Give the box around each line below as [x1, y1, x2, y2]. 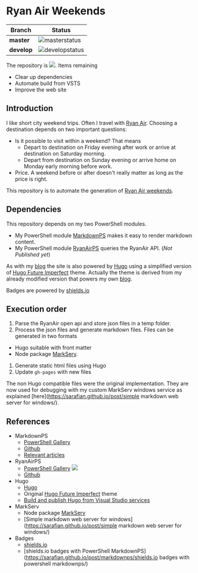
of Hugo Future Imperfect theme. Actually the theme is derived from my [6, 269, 182, 276]
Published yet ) [14, 251, 51, 258]
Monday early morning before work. [23, 163, 113, 170]
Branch [10, 26, 32, 34]
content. [14, 238, 36, 245]
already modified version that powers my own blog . [6, 275, 132, 282]
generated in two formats [14, 333, 78, 340]
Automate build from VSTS [14, 80, 81, 87]
